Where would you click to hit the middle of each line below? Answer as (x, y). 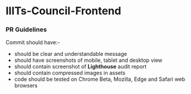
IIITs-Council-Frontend (64, 11)
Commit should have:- (33, 42)
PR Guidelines (26, 30)
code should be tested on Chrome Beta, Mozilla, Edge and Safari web (100, 79)
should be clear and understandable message (71, 54)
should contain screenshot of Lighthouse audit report (80, 67)
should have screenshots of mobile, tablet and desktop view (88, 60)
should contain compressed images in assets (70, 73)
